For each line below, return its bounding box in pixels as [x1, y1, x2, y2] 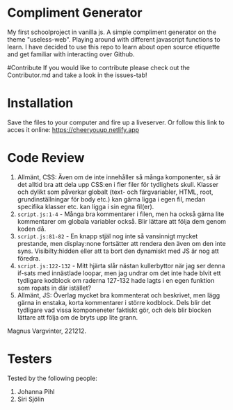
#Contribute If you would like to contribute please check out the [7, 63, 190, 72]
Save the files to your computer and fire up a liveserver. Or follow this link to [7, 118, 225, 126]
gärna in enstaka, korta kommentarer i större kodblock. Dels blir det [17, 298, 211, 306]
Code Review [7, 150, 85, 166]
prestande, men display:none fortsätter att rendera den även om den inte [17, 239, 226, 247]
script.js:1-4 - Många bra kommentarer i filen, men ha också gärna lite [17, 210, 225, 218]
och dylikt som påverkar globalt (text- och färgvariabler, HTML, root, [17, 188, 214, 196]
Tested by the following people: [7, 374, 97, 382]
